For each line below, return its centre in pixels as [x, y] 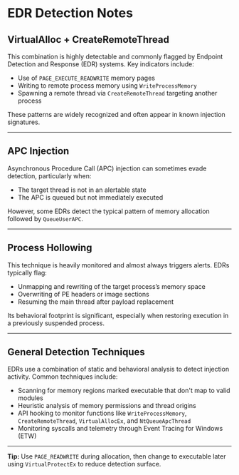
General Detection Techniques [76, 352]
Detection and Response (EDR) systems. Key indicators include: [101, 64]
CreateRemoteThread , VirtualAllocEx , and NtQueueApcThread [104, 421]
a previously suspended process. [56, 323]
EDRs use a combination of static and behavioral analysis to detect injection [118, 369]
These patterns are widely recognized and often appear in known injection [116, 114]
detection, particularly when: [49, 175]
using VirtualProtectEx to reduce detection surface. [84, 464]
